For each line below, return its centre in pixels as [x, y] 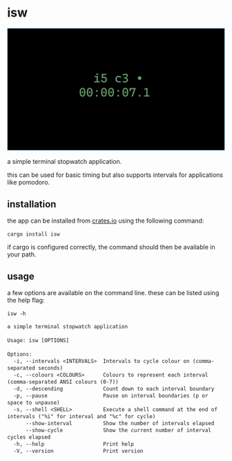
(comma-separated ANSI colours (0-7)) [63, 382]
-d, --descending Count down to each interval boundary [114, 389]
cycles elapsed [29, 438]
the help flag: [26, 300]
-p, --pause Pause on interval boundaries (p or [111, 396]
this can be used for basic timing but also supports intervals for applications [115, 175]
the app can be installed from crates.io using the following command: [106, 221]
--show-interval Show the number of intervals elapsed [120, 424]
